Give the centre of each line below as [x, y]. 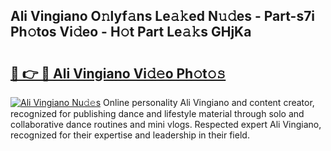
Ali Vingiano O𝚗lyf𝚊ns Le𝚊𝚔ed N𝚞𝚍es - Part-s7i [163, 16]
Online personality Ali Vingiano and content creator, [209, 102]
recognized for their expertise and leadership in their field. [130, 135]
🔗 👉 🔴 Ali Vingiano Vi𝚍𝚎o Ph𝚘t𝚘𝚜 [118, 73]
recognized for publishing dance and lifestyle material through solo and [157, 113]
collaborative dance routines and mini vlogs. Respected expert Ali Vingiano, [166, 124]
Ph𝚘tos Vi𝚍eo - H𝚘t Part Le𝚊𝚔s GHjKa [131, 32]
